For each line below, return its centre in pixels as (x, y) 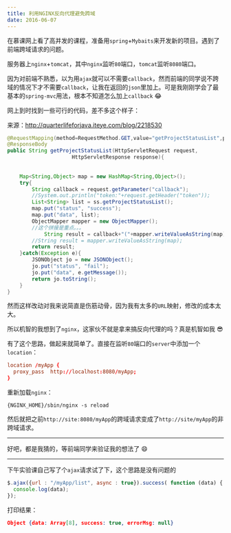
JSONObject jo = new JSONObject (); (83, 260)
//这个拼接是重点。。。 (58, 228)
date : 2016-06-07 (32, 20)
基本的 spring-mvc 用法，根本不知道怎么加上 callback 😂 (85, 95)
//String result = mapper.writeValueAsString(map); (108, 241)
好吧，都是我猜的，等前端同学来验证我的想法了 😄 (77, 449)
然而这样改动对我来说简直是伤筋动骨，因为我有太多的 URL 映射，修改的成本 (111, 306)
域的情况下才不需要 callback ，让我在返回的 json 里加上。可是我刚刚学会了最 (113, 87)
